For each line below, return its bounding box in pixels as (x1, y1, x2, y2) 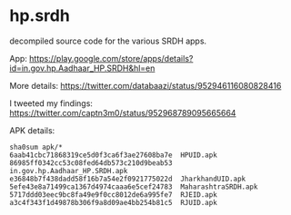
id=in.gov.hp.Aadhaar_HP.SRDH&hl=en (9, 63, 156, 73)
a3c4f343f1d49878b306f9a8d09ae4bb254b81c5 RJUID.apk (9, 198, 218, 207)
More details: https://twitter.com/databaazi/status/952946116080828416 (9, 80, 282, 91)
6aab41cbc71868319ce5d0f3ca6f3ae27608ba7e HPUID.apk (9, 151, 218, 160)
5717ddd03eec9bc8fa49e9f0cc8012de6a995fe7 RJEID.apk (9, 190, 218, 200)
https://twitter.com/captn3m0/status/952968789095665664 (9, 107, 236, 118)
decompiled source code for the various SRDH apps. (9, 35, 207, 46)
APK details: (9, 124, 55, 136)
